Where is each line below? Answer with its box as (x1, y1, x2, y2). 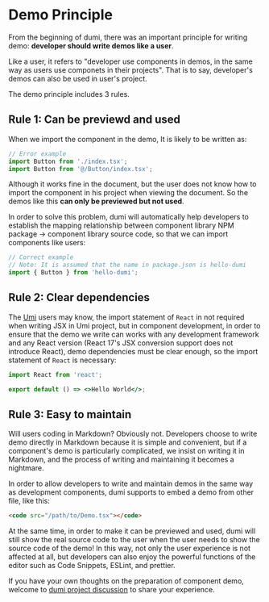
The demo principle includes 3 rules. (8, 89, 130, 98)
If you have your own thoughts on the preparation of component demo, (8, 576, 244, 586)
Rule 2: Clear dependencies (8, 291, 151, 304)
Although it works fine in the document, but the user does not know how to (8, 179, 257, 189)
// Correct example (8, 253, 74, 261)
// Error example (8, 149, 67, 158)
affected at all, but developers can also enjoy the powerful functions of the (8, 552, 256, 562)
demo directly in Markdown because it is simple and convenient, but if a (8, 437, 247, 447)
